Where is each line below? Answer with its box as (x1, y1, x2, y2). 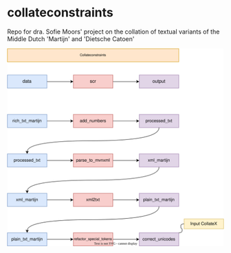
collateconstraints (7, 5, 113, 21)
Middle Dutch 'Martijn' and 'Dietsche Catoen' (7, 34, 135, 43)
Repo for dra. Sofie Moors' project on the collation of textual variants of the (7, 27, 220, 36)
